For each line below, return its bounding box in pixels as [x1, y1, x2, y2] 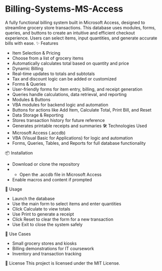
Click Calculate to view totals [12, 206, 71, 212]
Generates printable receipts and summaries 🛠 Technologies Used [12, 123, 147, 129]
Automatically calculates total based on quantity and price [12, 60, 129, 66]
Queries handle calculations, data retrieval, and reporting [12, 91, 127, 97]
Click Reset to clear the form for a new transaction [12, 216, 114, 222]
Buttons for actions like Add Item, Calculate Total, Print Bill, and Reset [12, 107, 152, 113]
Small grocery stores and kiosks [12, 240, 77, 246]
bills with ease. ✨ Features [5, 40, 59, 46]
